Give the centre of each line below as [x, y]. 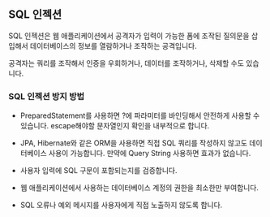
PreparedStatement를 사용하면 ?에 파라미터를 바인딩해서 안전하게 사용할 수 [140, 115]
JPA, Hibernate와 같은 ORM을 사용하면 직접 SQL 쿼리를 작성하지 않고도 [134, 143]
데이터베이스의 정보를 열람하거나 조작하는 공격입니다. [113, 46]
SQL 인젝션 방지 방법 [47, 96]
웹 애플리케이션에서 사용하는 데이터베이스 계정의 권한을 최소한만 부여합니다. [139, 188]
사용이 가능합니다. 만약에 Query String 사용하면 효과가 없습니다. [150, 154]
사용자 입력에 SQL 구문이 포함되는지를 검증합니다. [99, 171]
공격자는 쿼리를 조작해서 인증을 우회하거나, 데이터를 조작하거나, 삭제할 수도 [126, 63]
